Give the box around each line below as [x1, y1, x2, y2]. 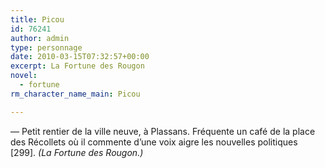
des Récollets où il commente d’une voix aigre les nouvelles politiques [10, 136, 298, 148]
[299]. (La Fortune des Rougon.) [10, 146, 144, 158]
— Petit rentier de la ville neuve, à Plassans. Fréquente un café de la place [10, 125, 316, 137]
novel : [10, 71, 38, 81]
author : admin [10, 33, 70, 43]
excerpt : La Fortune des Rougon [10, 61, 145, 71]
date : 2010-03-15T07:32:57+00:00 [10, 52, 150, 62]
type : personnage [10, 42, 83, 53]
